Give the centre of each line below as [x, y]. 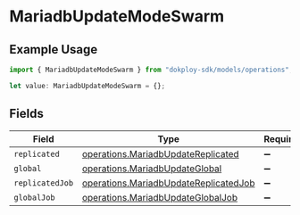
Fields [27, 114]
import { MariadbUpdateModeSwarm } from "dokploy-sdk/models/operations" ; [151, 70]
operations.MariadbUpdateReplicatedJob [168, 183]
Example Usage [54, 50]
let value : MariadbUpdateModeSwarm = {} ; [87, 86]
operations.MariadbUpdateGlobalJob [160, 197]
